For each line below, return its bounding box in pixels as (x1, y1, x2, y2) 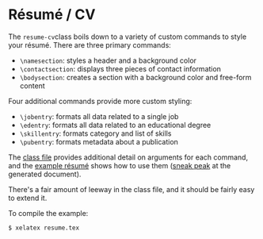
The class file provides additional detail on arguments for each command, (8, 152, 248, 162)
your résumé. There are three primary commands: (8, 40, 172, 49)
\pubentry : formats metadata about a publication (19, 137, 178, 146)
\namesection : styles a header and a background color (19, 56, 196, 65)
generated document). (8, 169, 82, 179)
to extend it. (8, 193, 48, 202)
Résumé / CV (8, 6, 96, 24)
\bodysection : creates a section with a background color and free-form (19, 72, 252, 82)
